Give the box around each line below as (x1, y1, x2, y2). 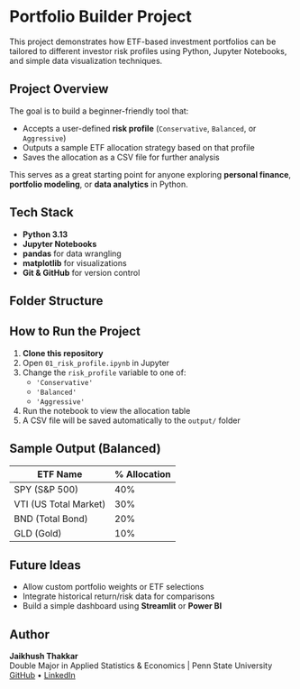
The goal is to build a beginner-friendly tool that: (9, 106, 189, 116)
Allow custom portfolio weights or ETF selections (22, 582, 205, 593)
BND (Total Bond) (14, 512, 88, 525)
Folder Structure (9, 293, 104, 308)
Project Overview (9, 81, 109, 96)
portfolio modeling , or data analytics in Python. (9, 179, 188, 189)
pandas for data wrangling (22, 248, 122, 259)
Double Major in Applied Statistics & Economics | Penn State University (9, 660, 273, 671)
